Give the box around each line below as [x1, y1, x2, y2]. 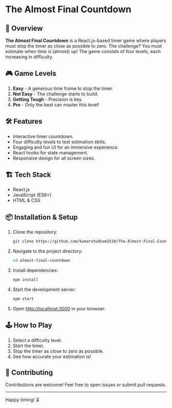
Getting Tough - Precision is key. [12, 96, 83, 102]
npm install [12, 277, 38, 282]
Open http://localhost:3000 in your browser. [12, 305, 106, 311]
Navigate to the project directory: [12, 248, 83, 254]
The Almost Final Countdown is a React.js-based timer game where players [5, 37, 166, 43]
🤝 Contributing [5, 368, 53, 377]
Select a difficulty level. [12, 337, 62, 343]
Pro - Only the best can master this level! [12, 101, 99, 108]
